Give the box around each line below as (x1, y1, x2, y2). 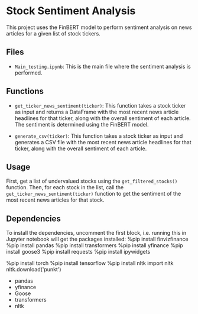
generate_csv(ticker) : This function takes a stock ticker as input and (14, 132, 183, 140)
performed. (14, 69, 43, 76)
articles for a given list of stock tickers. (6, 30, 100, 37)
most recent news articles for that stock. (6, 196, 105, 203)
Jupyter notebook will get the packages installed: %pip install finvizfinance (6, 235, 189, 243)
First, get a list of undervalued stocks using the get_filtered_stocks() (6, 177, 178, 184)
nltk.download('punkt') (6, 266, 61, 273)
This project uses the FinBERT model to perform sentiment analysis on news (6, 24, 192, 31)
